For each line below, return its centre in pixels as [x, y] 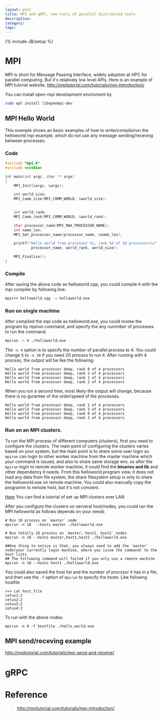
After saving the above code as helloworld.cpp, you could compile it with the [81, 284]
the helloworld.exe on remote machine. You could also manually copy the [78, 482]
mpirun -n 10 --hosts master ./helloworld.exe [54, 524]
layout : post [18, 9]
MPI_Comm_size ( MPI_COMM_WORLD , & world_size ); [61, 199]
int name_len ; [28, 230]
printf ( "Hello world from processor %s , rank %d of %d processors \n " [86, 243]
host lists [16, 554]
